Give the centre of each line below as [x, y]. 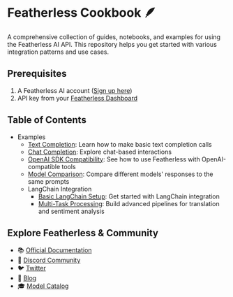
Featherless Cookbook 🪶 [82, 13]
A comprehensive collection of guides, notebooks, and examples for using [114, 37]
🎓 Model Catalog [43, 286]
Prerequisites [37, 74]
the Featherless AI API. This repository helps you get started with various [112, 44]
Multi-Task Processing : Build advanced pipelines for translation [129, 203]
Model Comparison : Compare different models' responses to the [120, 174]
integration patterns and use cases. [58, 52]
